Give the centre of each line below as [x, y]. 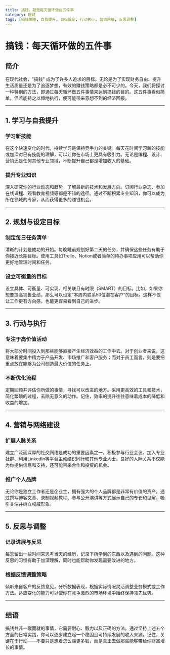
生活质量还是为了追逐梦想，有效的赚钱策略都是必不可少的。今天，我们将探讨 [85, 85]
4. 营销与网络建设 [32, 425]
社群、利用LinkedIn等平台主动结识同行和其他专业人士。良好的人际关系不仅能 [85, 459]
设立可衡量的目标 [26, 276]
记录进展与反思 [24, 542]
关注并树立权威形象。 [32, 504]
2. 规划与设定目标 [32, 222]
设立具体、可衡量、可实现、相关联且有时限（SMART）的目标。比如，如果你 [84, 288]
